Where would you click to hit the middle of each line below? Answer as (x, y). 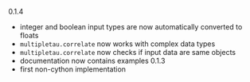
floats (29, 35)
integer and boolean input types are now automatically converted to (131, 27)
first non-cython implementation (72, 69)
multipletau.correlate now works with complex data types (117, 44)
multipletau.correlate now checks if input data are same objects (128, 52)
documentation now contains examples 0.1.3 (92, 61)
